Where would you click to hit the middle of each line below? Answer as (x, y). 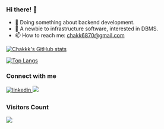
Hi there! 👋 (22, 10)
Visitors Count (28, 107)
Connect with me (31, 76)
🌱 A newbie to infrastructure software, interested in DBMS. (86, 29)
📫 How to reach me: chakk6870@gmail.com (70, 36)
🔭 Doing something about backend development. (75, 23)
